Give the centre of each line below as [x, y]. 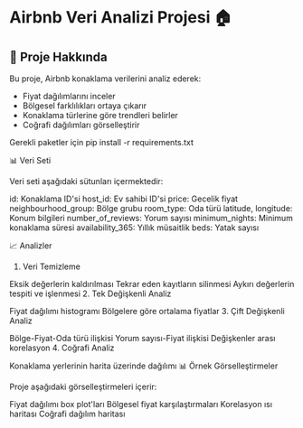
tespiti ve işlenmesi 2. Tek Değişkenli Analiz [90, 293]
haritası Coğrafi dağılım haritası [67, 414]
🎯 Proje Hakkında [58, 56]
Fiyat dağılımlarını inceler [69, 96]
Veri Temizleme [52, 266]
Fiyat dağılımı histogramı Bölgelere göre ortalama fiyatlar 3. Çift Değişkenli [147, 311]
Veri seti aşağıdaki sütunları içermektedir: [86, 181]
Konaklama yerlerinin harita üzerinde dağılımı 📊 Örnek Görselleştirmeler [144, 366]
